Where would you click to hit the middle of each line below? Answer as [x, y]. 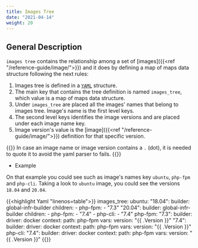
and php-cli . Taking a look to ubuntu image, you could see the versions [93, 184]
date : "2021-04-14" [30, 17]
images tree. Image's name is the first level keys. [75, 111]
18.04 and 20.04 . [26, 190]
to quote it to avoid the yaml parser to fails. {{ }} [64, 154]
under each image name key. [50, 123]
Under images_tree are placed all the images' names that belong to [97, 104]
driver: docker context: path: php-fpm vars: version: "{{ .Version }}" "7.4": [96, 221]
